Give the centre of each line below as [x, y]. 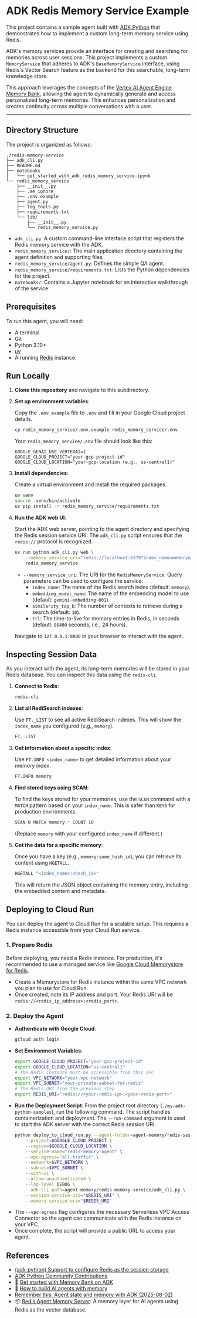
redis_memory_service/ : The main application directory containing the [98, 251]
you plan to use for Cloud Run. [51, 988]
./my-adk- [174, 1106]
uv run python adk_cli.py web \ [54, 552]
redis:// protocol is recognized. [54, 541]
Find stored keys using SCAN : [52, 788]
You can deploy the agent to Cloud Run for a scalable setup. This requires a [97, 924]
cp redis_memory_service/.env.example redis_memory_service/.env [96, 430]
